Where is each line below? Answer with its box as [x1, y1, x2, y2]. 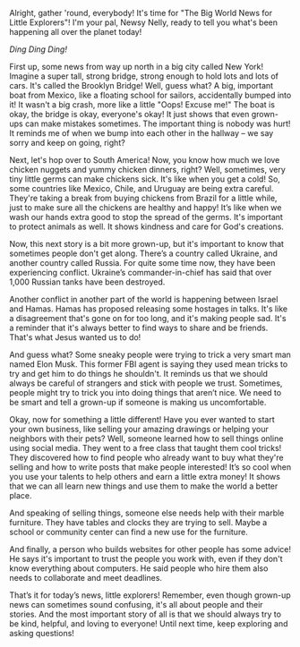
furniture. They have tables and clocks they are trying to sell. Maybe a [9, 517, 268, 527]
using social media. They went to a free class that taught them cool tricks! [9, 443, 282, 453]
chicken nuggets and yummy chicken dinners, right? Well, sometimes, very [9, 165, 287, 175]
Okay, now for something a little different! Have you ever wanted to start [9, 414, 275, 424]
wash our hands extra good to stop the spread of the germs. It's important [9, 212, 284, 222]
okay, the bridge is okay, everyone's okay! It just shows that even [9, 109, 250, 119]
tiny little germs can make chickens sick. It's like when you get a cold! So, [9, 174, 280, 184]
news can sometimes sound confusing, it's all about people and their [9, 600, 263, 609]
